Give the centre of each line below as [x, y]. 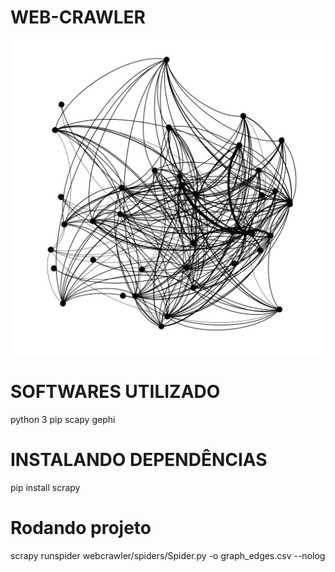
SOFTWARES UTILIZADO [115, 392]
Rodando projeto [81, 528]
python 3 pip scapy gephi [63, 419]
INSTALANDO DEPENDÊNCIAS [139, 460]
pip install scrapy [45, 487]
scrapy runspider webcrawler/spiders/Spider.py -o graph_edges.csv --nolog [168, 555]
